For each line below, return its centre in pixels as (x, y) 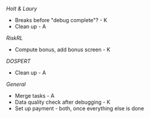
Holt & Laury (22, 9)
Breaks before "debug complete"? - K (61, 20)
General (16, 84)
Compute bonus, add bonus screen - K (62, 49)
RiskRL (15, 38)
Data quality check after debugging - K (62, 102)
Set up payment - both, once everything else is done (79, 108)
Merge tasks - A (35, 96)
